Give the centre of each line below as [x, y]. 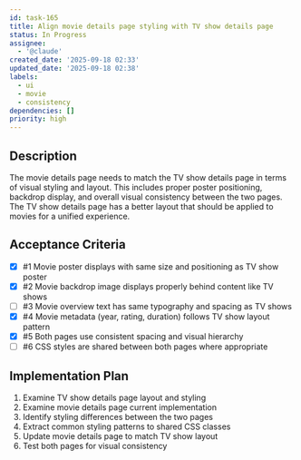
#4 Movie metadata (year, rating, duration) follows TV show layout [146, 316]
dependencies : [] [42, 111]
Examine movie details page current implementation [120, 407]
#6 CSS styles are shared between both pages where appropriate [145, 347]
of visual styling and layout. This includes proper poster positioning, [136, 187]
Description [43, 156]
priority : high [38, 119]
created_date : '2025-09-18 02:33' [75, 60]
